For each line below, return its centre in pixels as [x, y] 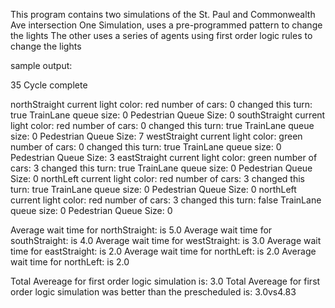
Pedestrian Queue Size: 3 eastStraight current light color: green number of [164, 157]
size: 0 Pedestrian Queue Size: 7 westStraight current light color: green [156, 136]
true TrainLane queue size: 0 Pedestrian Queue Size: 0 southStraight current [168, 115]
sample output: [41, 65]
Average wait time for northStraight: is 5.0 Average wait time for [141, 230]
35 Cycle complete [49, 85]
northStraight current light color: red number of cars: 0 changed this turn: [161, 104]
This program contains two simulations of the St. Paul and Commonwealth [163, 14]
